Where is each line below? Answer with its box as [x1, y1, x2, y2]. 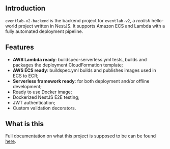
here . [5, 138, 16, 144]
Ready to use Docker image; [12, 89, 72, 95]
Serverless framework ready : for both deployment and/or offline [12, 78, 150, 84]
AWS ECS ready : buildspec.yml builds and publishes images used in [12, 67, 156, 73]
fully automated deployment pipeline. [5, 28, 83, 34]
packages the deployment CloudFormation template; [12, 62, 123, 68]
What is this [5, 120, 44, 128]
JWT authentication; [12, 99, 55, 105]
